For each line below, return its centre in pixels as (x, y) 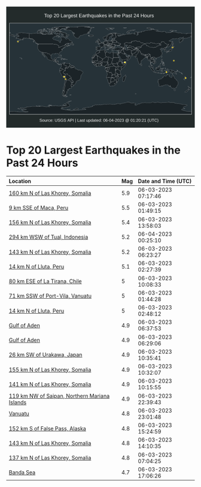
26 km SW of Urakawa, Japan (45, 355)
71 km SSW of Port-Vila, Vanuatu (50, 296)
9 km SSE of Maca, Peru (39, 208)
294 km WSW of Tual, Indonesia (48, 237)
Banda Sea (22, 473)
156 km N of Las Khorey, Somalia (50, 223)
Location (20, 181)
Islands (18, 402)
